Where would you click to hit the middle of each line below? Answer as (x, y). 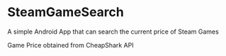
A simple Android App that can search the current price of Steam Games (113, 31)
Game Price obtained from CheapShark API (70, 45)
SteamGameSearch (66, 12)
